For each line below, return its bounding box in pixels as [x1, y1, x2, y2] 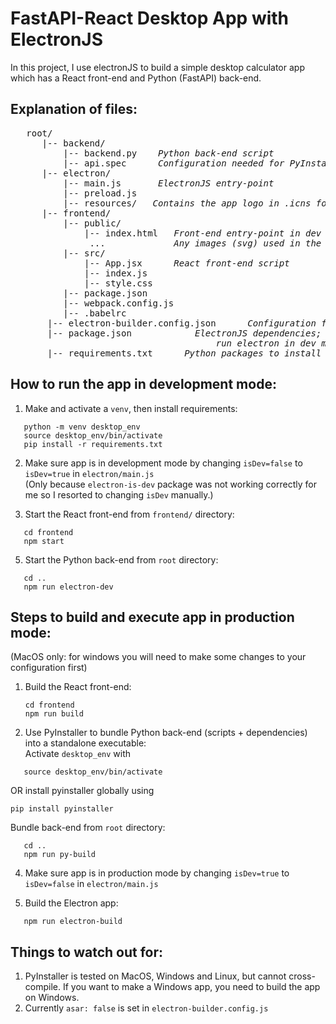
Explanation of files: [10, 101, 138, 118]
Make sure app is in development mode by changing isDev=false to [24, 457, 303, 469]
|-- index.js [84, 267, 148, 279]
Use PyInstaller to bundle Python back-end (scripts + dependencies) [24, 727, 308, 739]
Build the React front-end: [24, 681, 132, 693]
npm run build [24, 709, 84, 719]
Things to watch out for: [10, 943, 164, 961]
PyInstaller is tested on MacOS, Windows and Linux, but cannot [24, 970, 287, 982]
